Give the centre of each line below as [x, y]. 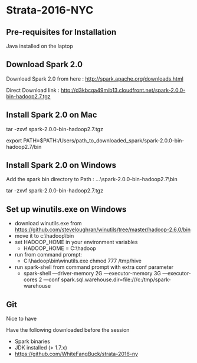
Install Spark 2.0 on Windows [61, 165]
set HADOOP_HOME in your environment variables [76, 242]
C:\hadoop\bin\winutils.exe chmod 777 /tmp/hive [83, 261]
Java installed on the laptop [40, 46]
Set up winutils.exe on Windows [66, 209]
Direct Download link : [33, 90]
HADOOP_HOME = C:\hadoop [60, 248]
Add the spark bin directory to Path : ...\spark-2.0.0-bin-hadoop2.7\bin [92, 179]
